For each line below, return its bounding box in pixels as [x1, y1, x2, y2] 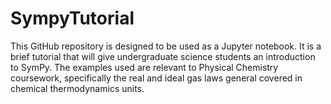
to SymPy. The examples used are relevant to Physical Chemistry [10, 61, 279, 73]
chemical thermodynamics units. [10, 82, 145, 94]
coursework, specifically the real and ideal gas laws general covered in [10, 72, 303, 84]
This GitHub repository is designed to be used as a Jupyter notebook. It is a [10, 40, 322, 52]
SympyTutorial [10, 7, 135, 30]
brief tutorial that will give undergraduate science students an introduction [10, 50, 316, 62]
